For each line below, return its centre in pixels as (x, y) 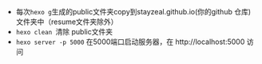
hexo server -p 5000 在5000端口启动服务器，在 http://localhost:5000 (130, 42)
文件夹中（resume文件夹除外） (67, 22)
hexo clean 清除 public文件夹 (64, 32)
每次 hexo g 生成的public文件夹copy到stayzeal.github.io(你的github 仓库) (133, 12)
